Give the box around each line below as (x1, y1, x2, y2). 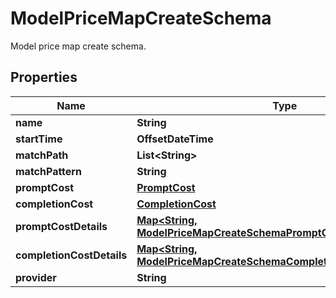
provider (15, 270, 57, 284)
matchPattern (15, 164, 82, 178)
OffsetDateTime (136, 132, 214, 146)
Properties (10, 69, 78, 86)
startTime (15, 132, 63, 146)
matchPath (15, 148, 69, 162)
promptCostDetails (15, 219, 108, 233)
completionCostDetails (15, 248, 128, 262)
